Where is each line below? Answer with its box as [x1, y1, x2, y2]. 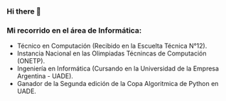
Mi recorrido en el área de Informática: [6, 25, 142, 35]
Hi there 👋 [6, 6, 42, 16]
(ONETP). [16, 57, 45, 65]
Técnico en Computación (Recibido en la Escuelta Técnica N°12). [16, 42, 208, 51]
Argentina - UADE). [16, 72, 74, 80]
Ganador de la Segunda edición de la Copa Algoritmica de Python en [16, 80, 219, 88]
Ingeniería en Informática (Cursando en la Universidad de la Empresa [16, 64, 220, 73]
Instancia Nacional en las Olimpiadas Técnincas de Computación [16, 49, 207, 58]
